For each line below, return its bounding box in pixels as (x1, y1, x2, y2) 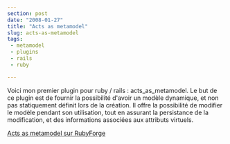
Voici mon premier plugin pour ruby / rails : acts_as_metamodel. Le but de (7, 86, 218, 94)
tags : (7, 36, 23, 43)
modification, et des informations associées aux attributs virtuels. (7, 115, 194, 124)
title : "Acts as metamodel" (7, 23, 89, 30)
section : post (7, 10, 48, 17)
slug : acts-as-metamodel (7, 29, 79, 37)
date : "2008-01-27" (7, 17, 64, 23)
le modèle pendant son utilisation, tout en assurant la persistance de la (7, 108, 209, 116)
